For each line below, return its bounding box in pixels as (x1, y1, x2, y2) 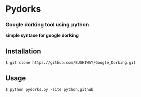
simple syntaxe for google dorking (5, 32, 79, 38)
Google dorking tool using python (5, 21, 89, 28)
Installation (5, 47, 41, 55)
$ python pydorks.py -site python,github (5, 87, 94, 92)
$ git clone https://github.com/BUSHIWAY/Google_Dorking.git (5, 60, 136, 65)
